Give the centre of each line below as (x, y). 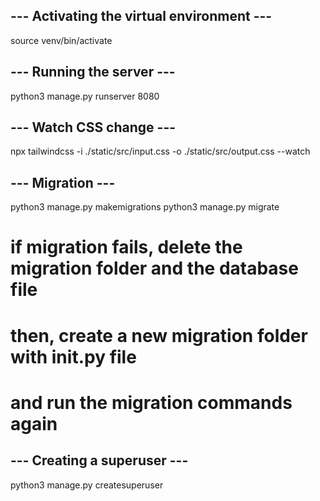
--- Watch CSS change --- (93, 127)
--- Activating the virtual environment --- (141, 16)
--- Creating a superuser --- (99, 460)
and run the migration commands (151, 402)
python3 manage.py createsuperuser (87, 485)
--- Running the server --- (93, 72)
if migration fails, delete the (126, 247)
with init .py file (73, 356)
